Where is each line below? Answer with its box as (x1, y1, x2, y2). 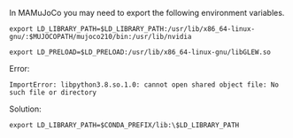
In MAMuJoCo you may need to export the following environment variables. (9, 8, 285, 18)
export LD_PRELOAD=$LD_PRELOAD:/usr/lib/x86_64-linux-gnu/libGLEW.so (9, 48, 272, 57)
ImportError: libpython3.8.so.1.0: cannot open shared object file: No (9, 80, 279, 89)
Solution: (9, 103, 42, 114)
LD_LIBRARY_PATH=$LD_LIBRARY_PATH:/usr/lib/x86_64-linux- (36, 25, 255, 34)
